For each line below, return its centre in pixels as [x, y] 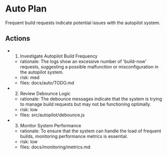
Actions [18, 38]
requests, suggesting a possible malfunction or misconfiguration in [89, 66]
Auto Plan [26, 9]
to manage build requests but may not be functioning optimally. [86, 104]
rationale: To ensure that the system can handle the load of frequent [91, 131]
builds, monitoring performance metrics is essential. [74, 136]
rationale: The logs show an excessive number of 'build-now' [83, 61]
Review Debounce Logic [45, 93]
